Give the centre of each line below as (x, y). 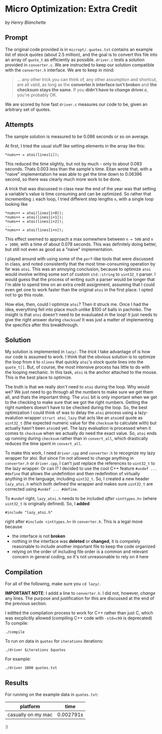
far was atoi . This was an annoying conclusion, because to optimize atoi (78, 269)
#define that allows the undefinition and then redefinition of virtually (73, 474)
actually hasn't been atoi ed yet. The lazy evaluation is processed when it (78, 428)
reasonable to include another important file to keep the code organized (84, 547)
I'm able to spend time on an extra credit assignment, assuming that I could (80, 284)
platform (30, 706)
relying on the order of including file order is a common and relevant (80, 551)
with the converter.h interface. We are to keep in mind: (60, 70)
